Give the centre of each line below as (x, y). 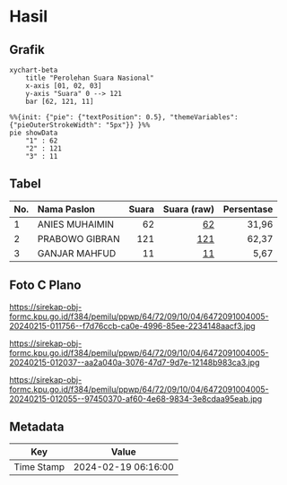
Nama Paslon (66, 209)
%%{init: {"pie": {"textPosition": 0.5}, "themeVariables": (124, 117)
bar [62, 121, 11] (60, 101)
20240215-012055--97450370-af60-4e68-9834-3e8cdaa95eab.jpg (136, 398)
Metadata (37, 427)
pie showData (34, 133)
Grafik (27, 50)
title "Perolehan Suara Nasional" (90, 78)
